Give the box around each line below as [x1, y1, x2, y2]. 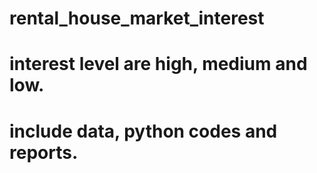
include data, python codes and [9, 120, 278, 142]
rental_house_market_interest [9, 7, 265, 30]
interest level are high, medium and [9, 53, 308, 76]
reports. [9, 141, 79, 164]
